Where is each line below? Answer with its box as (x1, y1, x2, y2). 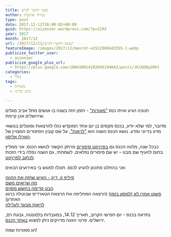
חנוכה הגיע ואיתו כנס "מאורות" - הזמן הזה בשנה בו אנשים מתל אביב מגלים (5, 107, 149, 113)
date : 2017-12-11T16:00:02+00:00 (5, 22, 77, 27)
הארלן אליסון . (5, 133, 31, 140)
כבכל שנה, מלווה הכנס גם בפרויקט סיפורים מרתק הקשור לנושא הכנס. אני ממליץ (5, 143, 159, 149)
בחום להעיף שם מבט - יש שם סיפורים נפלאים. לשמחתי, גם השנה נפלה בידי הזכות (5, 149, 163, 155)
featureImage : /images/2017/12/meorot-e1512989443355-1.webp (5, 46, 139, 51)
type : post (5, 17, 29, 22)
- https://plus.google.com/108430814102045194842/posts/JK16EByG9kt (10, 65, 160, 70)
